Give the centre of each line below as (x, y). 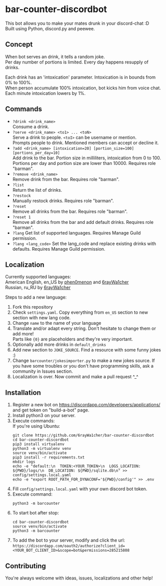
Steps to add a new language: (36, 297)
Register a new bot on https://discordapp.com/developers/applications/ (86, 405)
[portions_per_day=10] (36, 153)
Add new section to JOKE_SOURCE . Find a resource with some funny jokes (87, 350)
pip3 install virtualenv (38, 444)
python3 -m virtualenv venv (42, 449)
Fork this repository (33, 307)
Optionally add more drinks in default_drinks (59, 344)
